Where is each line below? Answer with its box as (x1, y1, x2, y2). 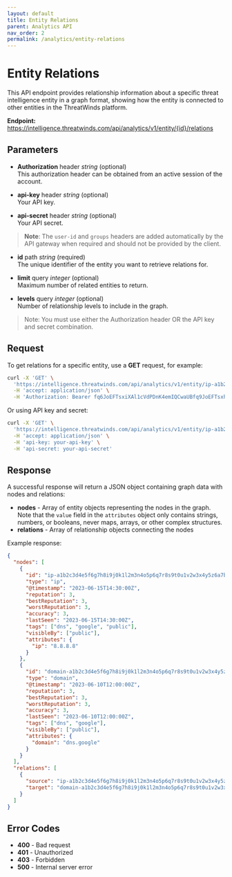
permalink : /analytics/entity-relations (7, 36, 126, 43)
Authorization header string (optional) (17, 162, 127, 170)
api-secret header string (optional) (17, 211, 117, 219)
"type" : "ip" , (25, 578, 67, 585)
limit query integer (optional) (17, 273, 99, 282)
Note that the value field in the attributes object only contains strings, (17, 511, 219, 519)
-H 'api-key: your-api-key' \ (13, 439, 100, 446)
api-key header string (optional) (17, 190, 109, 199)
